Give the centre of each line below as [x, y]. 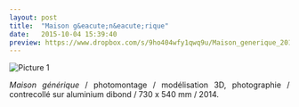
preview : [25, 42]
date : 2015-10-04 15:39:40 [63, 34]
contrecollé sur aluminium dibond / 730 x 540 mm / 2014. [114, 95]
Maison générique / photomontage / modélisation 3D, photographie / [149, 85]
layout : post [33, 17]
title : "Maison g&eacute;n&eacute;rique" [89, 26]
